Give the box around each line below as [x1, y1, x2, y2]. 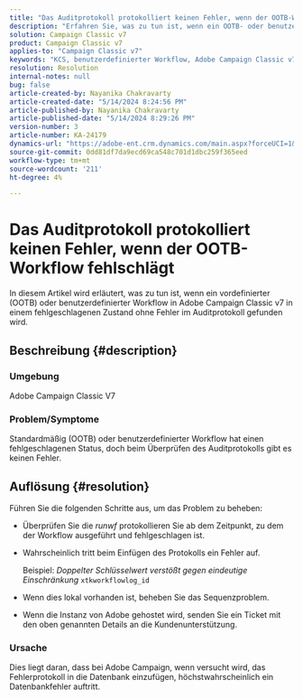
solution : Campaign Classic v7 [9, 30, 127, 39]
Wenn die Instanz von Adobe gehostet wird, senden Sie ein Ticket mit [22, 609, 281, 620]
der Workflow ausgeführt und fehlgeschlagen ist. [22, 529, 206, 540]
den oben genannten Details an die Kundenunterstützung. [22, 619, 237, 629]
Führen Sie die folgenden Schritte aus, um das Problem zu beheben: [9, 502, 263, 513]
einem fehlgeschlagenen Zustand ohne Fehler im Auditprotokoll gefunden [9, 307, 283, 318]
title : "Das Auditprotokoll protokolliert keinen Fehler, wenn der [9, 13, 269, 23]
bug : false [9, 80, 50, 89]
